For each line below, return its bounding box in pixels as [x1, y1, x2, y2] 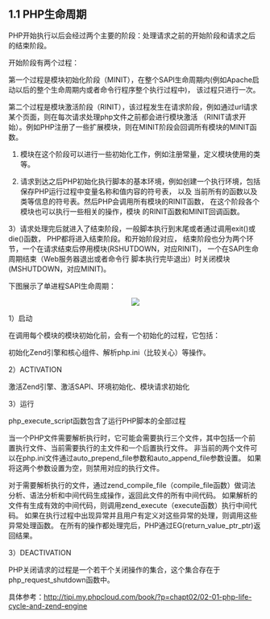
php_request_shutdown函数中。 [8, 575, 114, 584]
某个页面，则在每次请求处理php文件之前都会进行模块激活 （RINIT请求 [8, 112, 239, 122]
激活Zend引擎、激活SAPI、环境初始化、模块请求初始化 [8, 382, 190, 391]
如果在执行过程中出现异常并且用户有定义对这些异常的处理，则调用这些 [23, 510, 258, 520]
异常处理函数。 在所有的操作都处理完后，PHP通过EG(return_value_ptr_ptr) [8, 520, 254, 530]
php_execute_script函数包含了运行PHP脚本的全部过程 [8, 415, 187, 425]
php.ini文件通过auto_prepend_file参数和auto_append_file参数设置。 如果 [22, 453, 262, 463]
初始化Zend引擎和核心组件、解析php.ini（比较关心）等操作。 [8, 347, 211, 357]
